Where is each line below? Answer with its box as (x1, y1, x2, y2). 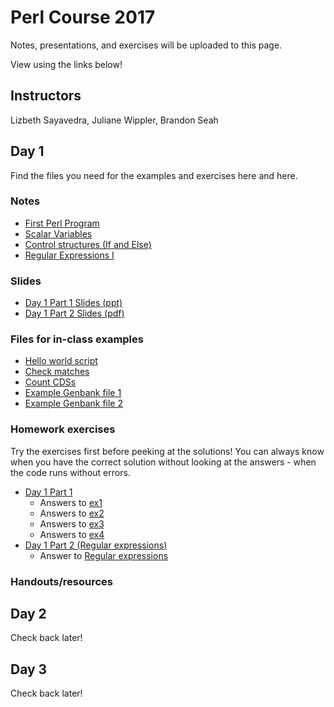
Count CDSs (24, 376, 77, 388)
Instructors (10, 87, 82, 105)
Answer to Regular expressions (39, 549, 169, 561)
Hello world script (24, 355, 98, 367)
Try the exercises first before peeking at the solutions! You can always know (10, 445, 325, 457)
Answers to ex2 (39, 507, 105, 519)
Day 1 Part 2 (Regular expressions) (24, 539, 168, 551)
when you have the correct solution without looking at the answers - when (10, 456, 317, 468)
